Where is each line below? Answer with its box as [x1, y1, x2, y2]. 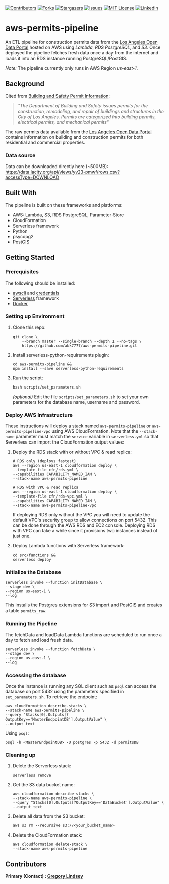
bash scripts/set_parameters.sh [12, 384, 81, 390]
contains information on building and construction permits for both [5, 134, 144, 140]
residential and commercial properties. [5, 139, 86, 145]
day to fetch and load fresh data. [5, 637, 73, 643]
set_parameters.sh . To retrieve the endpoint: [5, 694, 97, 700]
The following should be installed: [5, 280, 76, 286]
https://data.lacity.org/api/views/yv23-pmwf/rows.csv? [5, 169, 120, 175]
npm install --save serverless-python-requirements [12, 366, 124, 371]
